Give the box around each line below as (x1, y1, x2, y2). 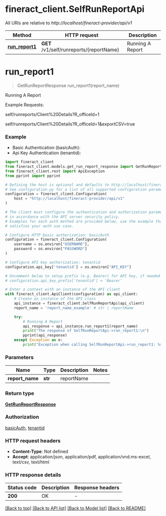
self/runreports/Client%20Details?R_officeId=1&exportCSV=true (5, 121, 135, 127)
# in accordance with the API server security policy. (5, 214, 121, 219)
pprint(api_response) (23, 333, 68, 338)
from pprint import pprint (5, 173, 61, 178)
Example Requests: (5, 102, 44, 108)
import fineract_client (5, 160, 54, 165)
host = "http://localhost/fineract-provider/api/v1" (14, 196, 125, 201)
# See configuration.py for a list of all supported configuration (5, 187, 147, 192)
